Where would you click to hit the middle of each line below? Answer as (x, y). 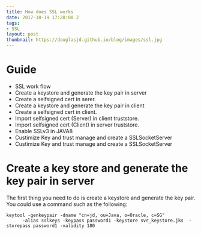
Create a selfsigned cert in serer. (55, 99)
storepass (19, 226)
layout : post (22, 34)
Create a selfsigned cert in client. (56, 111)
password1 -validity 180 (64, 226)
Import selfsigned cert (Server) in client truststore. (77, 118)
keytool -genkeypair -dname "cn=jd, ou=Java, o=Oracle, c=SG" (85, 215)
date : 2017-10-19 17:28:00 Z (43, 17)
